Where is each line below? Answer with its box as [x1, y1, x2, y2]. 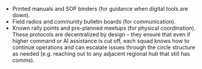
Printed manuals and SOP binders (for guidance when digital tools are [12, 5, 189, 12]
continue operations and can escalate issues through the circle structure [12, 44, 196, 51]
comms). [12, 57, 35, 64]
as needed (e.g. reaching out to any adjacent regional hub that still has [12, 50, 190, 57]
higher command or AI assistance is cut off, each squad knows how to [12, 38, 190, 44]
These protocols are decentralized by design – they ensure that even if [12, 31, 191, 38]
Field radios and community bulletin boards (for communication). [12, 18, 176, 25]
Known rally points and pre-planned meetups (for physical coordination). [12, 24, 196, 31]
